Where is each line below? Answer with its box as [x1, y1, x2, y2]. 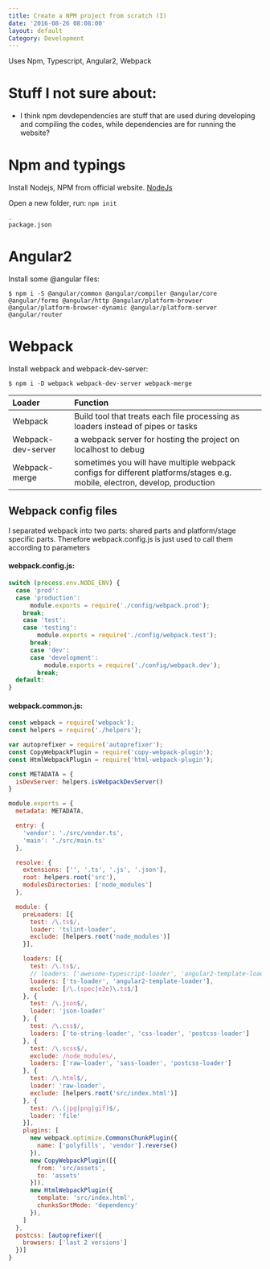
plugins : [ [22, 1127, 59, 1135]
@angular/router [8, 311, 63, 319]
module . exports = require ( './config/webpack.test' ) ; [37, 632, 218, 640]
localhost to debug [74, 444, 145, 455]
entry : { [15, 821, 45, 830]
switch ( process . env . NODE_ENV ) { [8, 579, 121, 587]
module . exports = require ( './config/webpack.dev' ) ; [43, 661, 221, 669]
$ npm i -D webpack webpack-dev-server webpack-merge [8, 379, 193, 387]
